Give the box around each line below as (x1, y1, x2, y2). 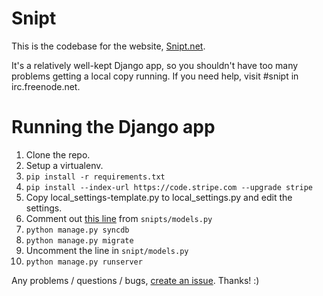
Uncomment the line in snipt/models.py (25, 244, 189, 256)
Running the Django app (11, 116, 216, 139)
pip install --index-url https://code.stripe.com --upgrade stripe (25, 182, 313, 192)
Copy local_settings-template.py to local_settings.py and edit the (25, 191, 293, 203)
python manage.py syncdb (25, 225, 130, 235)
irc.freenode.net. (11, 80, 81, 92)
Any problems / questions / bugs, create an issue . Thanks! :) (11, 274, 260, 286)
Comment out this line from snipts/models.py (25, 212, 213, 224)
